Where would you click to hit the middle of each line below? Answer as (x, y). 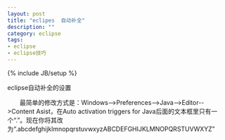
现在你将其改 (44, 120)
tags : (15, 40)
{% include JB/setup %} (42, 73)
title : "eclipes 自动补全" (46, 20)
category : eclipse (34, 33)
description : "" (31, 27)
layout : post (26, 14)
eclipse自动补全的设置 (39, 87)
